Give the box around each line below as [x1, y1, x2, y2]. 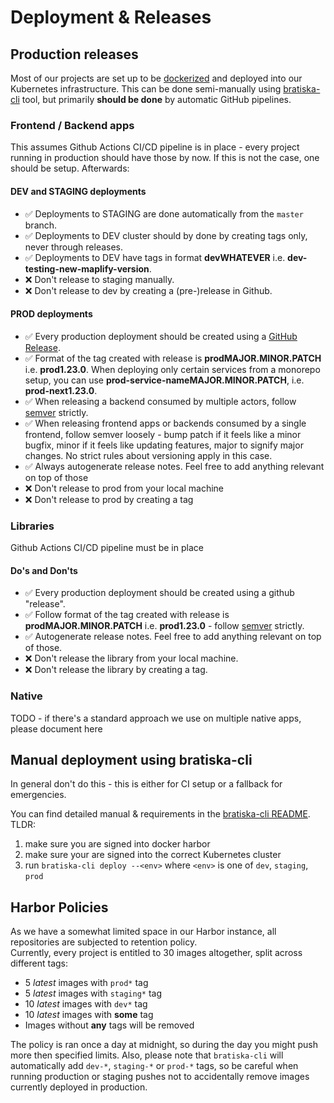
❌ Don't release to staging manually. [24, 273, 175, 285]
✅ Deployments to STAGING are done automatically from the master [24, 207, 304, 220]
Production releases [10, 46, 139, 63]
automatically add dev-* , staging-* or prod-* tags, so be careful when [10, 1060, 299, 1072]
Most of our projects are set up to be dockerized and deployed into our [10, 72, 303, 84]
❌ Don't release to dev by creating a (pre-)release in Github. [24, 284, 273, 296]
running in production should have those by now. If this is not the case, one [10, 152, 320, 164]
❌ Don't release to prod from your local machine [24, 482, 225, 494]
